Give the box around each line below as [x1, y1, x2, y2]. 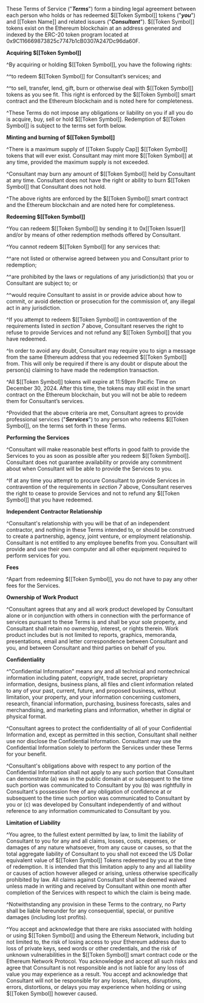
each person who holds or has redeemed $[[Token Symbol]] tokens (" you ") [6, 12, 196, 19]
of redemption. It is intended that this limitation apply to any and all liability [6, 863, 192, 870]
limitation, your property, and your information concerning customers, [6, 693, 181, 701]
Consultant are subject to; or [6, 279, 78, 287]
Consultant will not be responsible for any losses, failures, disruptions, [6, 977, 182, 984]
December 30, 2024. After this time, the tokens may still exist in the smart [6, 385, 190, 392]
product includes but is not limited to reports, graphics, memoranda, [6, 631, 177, 638]
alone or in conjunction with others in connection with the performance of [6, 612, 191, 619]
